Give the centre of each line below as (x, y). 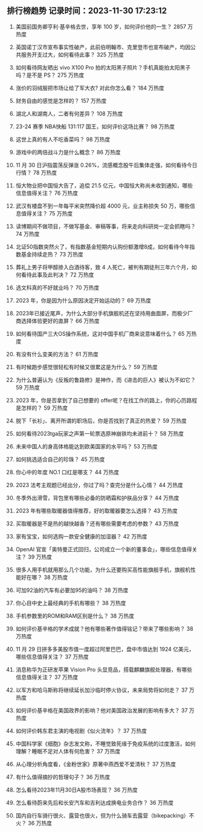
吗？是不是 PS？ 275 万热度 (50, 75)
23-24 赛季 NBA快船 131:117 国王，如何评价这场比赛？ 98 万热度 (95, 126)
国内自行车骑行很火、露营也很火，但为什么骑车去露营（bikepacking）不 (105, 815)
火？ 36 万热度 (34, 823)
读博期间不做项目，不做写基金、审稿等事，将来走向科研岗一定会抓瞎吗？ (105, 226)
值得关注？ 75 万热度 (47, 213)
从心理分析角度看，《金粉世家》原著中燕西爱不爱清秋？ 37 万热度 (96, 764)
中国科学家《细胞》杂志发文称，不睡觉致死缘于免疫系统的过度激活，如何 (105, 744)
